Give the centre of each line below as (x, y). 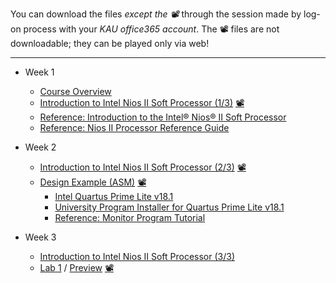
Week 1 (39, 72)
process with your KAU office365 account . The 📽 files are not (151, 29)
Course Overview (75, 91)
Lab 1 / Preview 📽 (76, 267)
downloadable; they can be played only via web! (110, 43)
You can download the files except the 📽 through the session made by (156, 14)
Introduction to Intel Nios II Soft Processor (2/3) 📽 (143, 167)
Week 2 (40, 147)
